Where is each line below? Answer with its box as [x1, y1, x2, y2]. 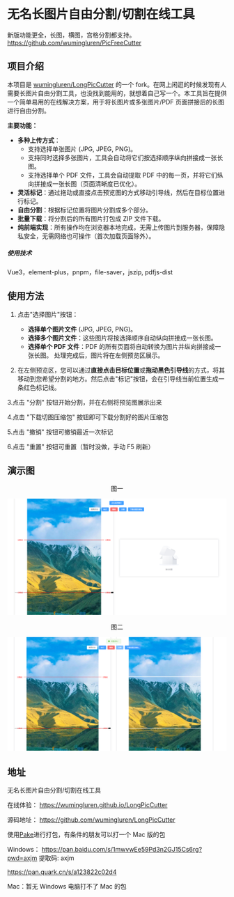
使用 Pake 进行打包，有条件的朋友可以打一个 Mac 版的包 [7, 830, 166, 839]
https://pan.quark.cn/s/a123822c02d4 [7, 868, 117, 876]
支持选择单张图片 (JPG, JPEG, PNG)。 [27, 144, 137, 153]
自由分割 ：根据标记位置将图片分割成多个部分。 [17, 205, 152, 214]
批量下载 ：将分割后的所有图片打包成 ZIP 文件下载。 [17, 214, 165, 223]
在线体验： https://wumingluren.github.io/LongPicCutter [7, 801, 168, 809]
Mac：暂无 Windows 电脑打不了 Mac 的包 [7, 882, 127, 891]
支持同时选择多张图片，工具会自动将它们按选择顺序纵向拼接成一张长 [27, 153, 224, 162]
